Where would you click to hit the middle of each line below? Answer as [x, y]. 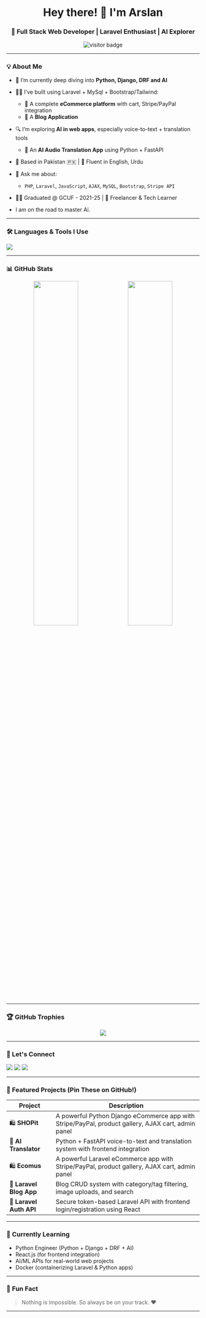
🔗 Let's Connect [31, 1054]
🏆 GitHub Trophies [36, 1017]
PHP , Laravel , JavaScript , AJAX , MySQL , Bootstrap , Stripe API [100, 186]
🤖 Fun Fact [22, 1289]
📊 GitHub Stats [30, 269]
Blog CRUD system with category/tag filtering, [122, 1184]
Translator [25, 1149]
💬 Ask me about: [36, 173]
